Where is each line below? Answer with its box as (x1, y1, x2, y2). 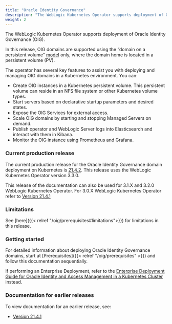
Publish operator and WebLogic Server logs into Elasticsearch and (12, 126, 153, 132)
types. (12, 93, 27, 100)
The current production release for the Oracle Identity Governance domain (5, 161, 162, 167)
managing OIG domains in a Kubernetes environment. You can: (5, 73, 138, 79)
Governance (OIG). (5, 36, 45, 42)
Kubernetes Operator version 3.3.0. (5, 172, 80, 178)
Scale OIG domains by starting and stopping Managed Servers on (12, 115, 152, 121)
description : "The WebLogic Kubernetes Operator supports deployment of (5, 12, 164, 17)
